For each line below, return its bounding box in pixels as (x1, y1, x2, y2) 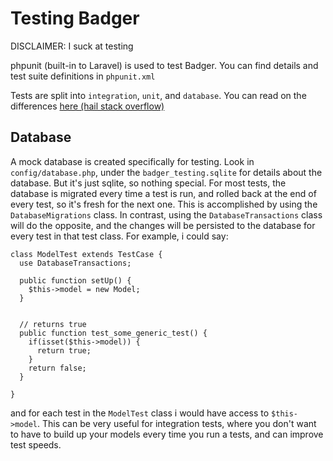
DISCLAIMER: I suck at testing (10, 40, 134, 52)
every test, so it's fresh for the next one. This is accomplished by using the (10, 198, 318, 210)
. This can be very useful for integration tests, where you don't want (36, 417, 317, 429)
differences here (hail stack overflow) (10, 100, 165, 112)
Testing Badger (10, 7, 140, 30)
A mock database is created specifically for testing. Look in (10, 155, 255, 167)
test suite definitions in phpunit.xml (10, 70, 156, 82)
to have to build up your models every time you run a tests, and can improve (10, 428, 324, 440)
